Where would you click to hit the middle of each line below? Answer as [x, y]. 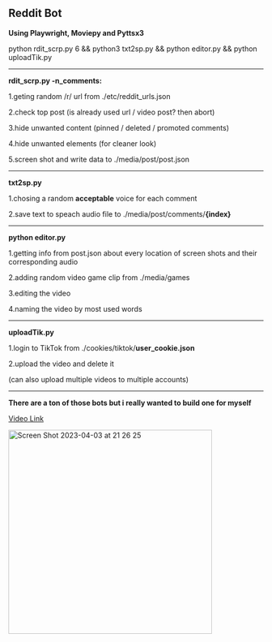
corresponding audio [43, 261]
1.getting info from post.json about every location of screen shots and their [133, 253]
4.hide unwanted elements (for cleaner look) [83, 143]
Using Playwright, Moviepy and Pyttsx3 [76, 32]
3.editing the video [40, 293]
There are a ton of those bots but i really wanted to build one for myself [130, 403]
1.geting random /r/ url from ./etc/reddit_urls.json [90, 96]
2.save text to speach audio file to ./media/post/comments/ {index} [120, 213]
